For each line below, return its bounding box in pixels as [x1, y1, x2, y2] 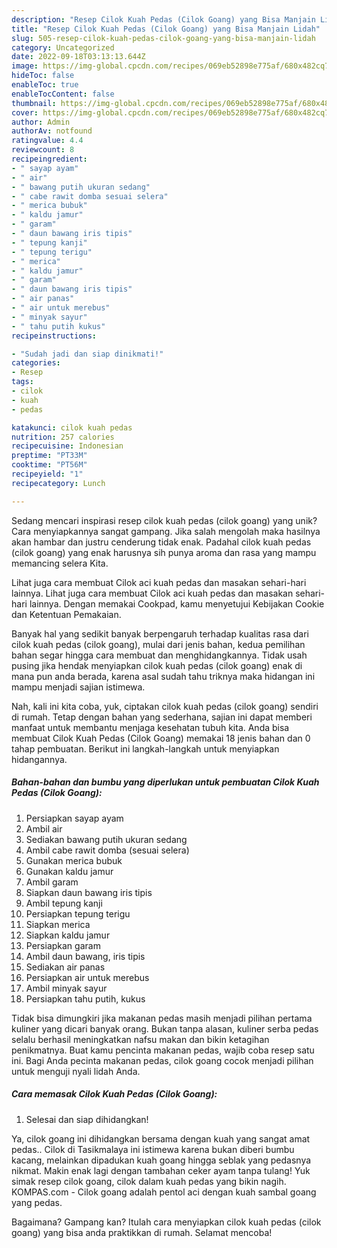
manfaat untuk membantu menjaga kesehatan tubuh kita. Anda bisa [11, 721, 290, 733]
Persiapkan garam [25, 939, 101, 951]
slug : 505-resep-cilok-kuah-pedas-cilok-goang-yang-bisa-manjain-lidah [11, 33, 316, 43]
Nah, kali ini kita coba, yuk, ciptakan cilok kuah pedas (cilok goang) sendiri [11, 700, 319, 712]
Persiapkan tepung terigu [25, 907, 131, 920]
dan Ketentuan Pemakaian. [11, 608, 122, 620]
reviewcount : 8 [11, 145, 75, 155]
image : [11, 61, 39, 71]
